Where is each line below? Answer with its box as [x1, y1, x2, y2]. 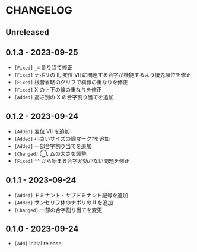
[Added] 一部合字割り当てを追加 [14, 143, 92, 150]
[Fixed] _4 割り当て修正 [14, 64, 73, 71]
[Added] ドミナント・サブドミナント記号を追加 [14, 191, 128, 199]
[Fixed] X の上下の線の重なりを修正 [14, 86, 102, 93]
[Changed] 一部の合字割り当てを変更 [14, 206, 102, 214]
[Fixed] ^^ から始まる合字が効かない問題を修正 [14, 157, 130, 165]
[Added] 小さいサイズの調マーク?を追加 [14, 135, 110, 143]
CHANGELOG [5, 4, 72, 17]
